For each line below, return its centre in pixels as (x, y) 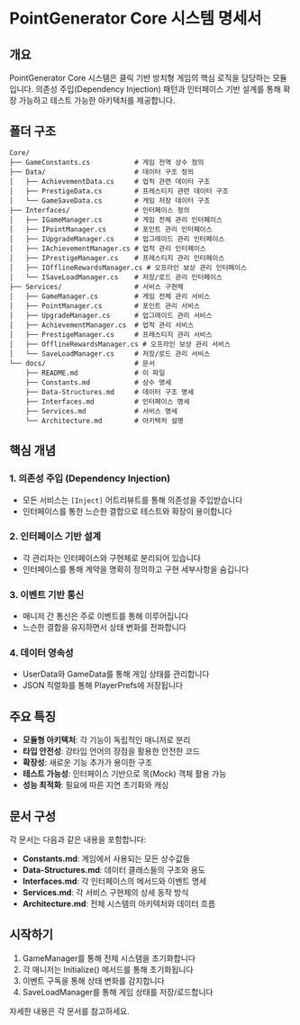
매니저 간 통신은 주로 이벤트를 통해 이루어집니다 (105, 616)
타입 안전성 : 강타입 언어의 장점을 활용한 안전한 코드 (111, 751)
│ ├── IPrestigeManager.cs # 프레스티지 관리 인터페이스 (117, 258)
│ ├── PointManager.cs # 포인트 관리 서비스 (105, 306)
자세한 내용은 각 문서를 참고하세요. (69, 1011)
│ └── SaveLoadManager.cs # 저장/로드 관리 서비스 (110, 354)
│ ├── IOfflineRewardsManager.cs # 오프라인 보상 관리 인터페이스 (128, 268)
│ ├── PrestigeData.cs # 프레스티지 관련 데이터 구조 (119, 191)
